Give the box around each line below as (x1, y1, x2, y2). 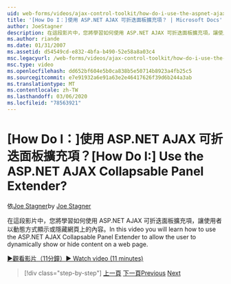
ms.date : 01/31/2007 (7, 42, 67, 49)
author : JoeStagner (7, 23, 63, 30)
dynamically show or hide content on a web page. (7, 240, 148, 248)
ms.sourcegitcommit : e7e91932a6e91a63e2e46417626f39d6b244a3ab (7, 74, 192, 81)
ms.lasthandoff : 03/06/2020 (7, 94, 88, 100)
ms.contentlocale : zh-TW (7, 87, 78, 94)
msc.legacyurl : (7, 55, 51, 62)
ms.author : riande (7, 36, 60, 43)
